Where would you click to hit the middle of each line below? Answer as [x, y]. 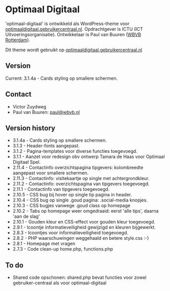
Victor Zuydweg [30, 106]
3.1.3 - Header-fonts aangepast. [46, 146]
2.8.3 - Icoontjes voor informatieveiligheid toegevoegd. [70, 233]
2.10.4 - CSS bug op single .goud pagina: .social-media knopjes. [80, 200]
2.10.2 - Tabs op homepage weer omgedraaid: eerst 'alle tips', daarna [86, 211]
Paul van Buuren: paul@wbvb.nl [46, 112]
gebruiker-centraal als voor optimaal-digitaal [59, 283]
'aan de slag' [26, 216]
